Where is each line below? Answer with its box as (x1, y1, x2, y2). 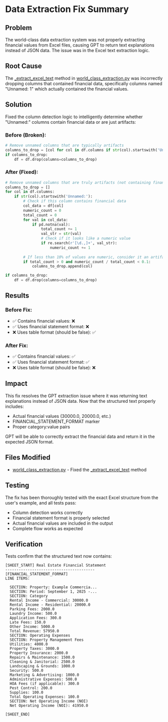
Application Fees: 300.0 (9, 615, 61, 621)
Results (5, 292, 29, 300)
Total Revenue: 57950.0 (9, 629, 59, 634)
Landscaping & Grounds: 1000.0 (9, 664, 75, 669)
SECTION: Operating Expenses (9, 633, 70, 638)
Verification (5, 540, 43, 548)
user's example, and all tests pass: (5, 500, 76, 506)
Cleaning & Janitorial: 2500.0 (9, 659, 75, 664)
